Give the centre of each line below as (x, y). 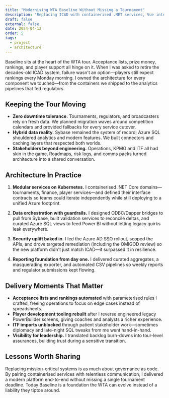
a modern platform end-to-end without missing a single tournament (75, 379)
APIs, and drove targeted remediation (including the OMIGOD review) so (87, 244)
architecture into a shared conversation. (54, 159)
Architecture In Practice (44, 175)
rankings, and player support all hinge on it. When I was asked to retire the (82, 67)
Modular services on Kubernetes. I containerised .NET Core (76, 187)
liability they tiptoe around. (33, 390)
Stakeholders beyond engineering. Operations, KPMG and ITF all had (85, 149)
